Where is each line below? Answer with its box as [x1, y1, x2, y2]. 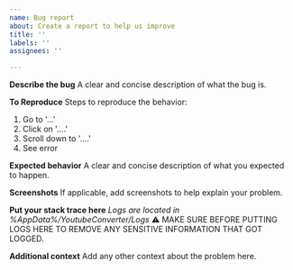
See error [22, 143, 59, 154]
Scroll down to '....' [22, 133, 92, 144]
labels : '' [9, 38, 50, 48]
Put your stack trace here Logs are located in [9, 204, 180, 216]
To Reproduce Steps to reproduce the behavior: [9, 96, 188, 108]
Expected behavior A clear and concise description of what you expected [9, 160, 285, 171]
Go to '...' [22, 114, 56, 125]
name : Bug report [9, 13, 75, 22]
